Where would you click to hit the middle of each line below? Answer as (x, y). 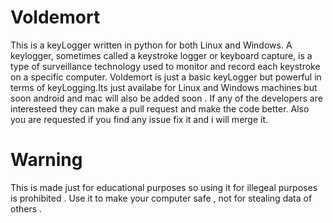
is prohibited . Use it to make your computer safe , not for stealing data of (161, 198)
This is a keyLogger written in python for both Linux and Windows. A (151, 45)
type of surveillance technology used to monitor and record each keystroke (165, 66)
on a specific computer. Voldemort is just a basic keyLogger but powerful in (166, 77)
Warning (46, 160)
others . (26, 208)
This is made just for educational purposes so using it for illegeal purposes (164, 187)
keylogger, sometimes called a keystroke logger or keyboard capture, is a (161, 55)
